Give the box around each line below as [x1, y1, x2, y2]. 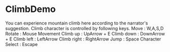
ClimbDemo [5, 3, 56, 15]
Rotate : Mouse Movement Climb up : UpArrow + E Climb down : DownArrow [5, 30, 165, 36]
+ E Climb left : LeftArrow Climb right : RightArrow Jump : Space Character [5, 36, 161, 42]
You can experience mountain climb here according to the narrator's [5, 20, 148, 26]
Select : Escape [5, 41, 38, 47]
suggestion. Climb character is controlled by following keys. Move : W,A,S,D [5, 25, 164, 31]
